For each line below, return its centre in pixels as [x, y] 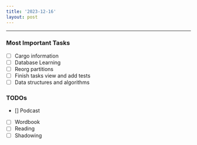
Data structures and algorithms [52, 82]
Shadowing [28, 135]
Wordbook [27, 122]
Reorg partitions [34, 69]
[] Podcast [27, 111]
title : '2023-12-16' [31, 11]
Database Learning [38, 62]
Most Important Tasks [38, 43]
